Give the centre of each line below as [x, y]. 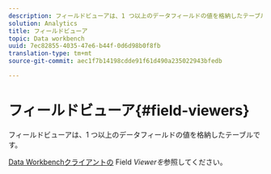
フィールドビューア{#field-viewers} [129, 111]
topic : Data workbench [47, 38]
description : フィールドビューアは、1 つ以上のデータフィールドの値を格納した [126, 16]
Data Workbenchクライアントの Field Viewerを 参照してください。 [118, 162]
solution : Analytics [43, 23]
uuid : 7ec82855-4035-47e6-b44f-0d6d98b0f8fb [85, 46]
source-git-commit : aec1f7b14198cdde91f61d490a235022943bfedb [115, 62]
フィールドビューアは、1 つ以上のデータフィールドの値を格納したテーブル [131, 134]
